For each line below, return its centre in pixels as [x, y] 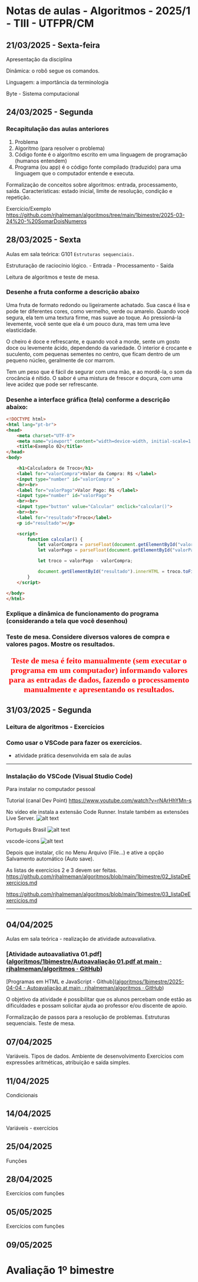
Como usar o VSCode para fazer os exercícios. [74, 743]
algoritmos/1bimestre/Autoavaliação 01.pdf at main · [85, 961]
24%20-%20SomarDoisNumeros [47, 221]
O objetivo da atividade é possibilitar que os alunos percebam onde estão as [99, 999]
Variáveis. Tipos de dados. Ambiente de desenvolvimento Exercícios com [95, 1056]
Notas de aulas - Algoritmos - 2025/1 [98, 11]
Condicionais [22, 1095]
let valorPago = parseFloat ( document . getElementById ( [105, 550]
